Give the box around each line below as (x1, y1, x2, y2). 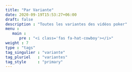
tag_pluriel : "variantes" (5, 54, 68, 60)
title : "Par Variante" (5, 7, 54, 13)
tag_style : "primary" (5, 59, 63, 64)
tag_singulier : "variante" (5, 50, 66, 55)
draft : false (5, 17, 33, 22)
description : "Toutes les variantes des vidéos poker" (5, 21, 127, 27)
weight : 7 (5, 41, 29, 46)
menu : (5, 26, 20, 31)
